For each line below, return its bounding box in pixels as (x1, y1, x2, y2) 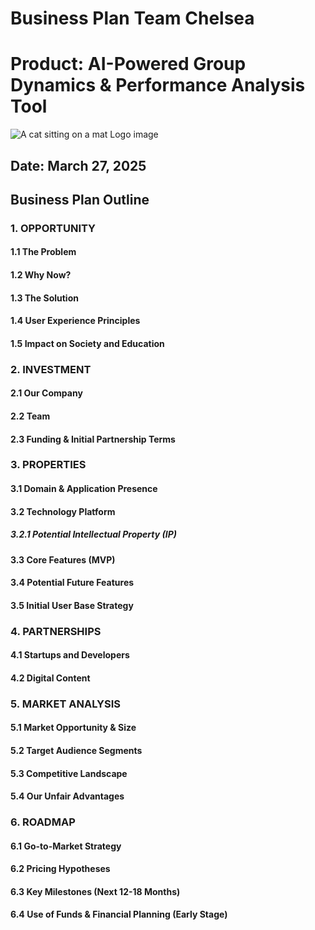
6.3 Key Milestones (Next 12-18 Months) (10, 885, 181, 897)
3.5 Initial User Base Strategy (10, 599, 134, 611)
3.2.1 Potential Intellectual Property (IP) (10, 528, 177, 541)
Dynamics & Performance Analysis (10, 74, 306, 97)
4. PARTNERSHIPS (10, 624, 102, 638)
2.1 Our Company (10, 387, 83, 399)
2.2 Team (10, 410, 51, 422)
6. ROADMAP (10, 815, 76, 829)
